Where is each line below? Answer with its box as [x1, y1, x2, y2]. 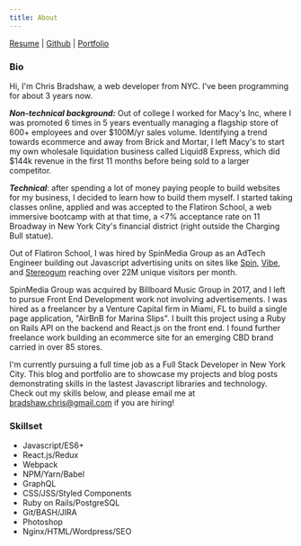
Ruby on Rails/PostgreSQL [22, 497, 120, 508]
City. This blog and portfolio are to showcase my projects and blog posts [9, 368, 279, 379]
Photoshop [22, 516, 63, 527]
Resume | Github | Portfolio [9, 38, 110, 49]
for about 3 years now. [9, 90, 93, 101]
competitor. [9, 165, 52, 175]
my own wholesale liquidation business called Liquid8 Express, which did [9, 146, 280, 157]
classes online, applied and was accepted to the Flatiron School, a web [9, 201, 272, 212]
